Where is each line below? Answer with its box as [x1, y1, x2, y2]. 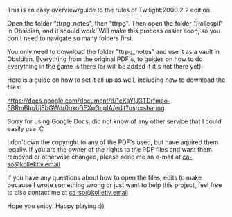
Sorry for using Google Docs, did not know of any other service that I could [7, 117, 222, 125]
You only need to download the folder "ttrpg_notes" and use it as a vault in [7, 48, 220, 55]
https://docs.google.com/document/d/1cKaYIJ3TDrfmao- [7, 96, 171, 105]
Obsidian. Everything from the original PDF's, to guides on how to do [7, 55, 203, 63]
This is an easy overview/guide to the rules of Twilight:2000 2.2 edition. [7, 6, 212, 14]
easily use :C [7, 125, 44, 132]
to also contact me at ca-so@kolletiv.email [7, 189, 128, 196]
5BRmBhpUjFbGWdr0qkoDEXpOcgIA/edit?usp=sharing [7, 104, 165, 112]
